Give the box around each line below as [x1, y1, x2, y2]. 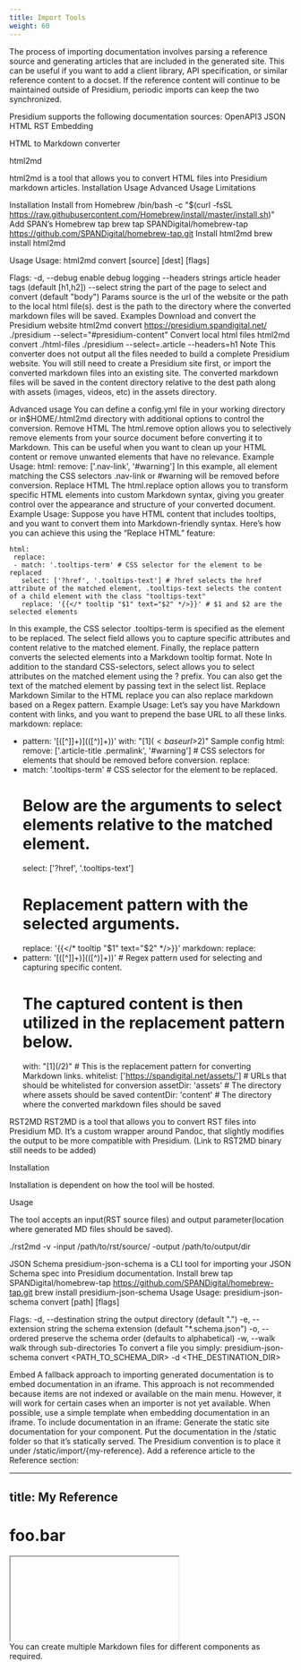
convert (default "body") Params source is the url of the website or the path [9, 291, 288, 302]
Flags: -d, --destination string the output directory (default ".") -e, [9, 1314, 251, 1325]
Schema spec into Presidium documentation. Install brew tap [9, 1268, 234, 1279]
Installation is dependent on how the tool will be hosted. [9, 1179, 215, 1191]
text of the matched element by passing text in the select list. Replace [9, 680, 266, 690]
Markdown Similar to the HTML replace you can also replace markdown [9, 689, 273, 700]
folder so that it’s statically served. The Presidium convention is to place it [9, 1436, 281, 1447]
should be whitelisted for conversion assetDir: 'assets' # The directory [21, 1080, 282, 1091]
